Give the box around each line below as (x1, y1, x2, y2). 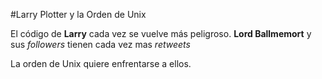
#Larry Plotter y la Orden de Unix (10, 9, 147, 20)
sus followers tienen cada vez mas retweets (10, 39, 191, 50)
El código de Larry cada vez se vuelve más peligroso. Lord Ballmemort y (10, 28, 312, 39)
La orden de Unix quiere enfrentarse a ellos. (10, 58, 192, 69)
